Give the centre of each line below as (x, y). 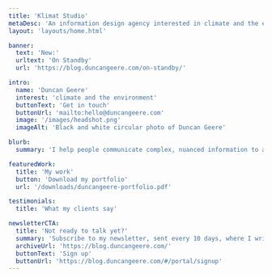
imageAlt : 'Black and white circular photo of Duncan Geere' (121, 128)
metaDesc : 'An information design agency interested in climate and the (134, 23)
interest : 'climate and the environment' (87, 98)
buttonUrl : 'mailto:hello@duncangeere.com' (90, 113)
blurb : (19, 142)
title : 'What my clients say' (66, 209)
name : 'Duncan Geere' (52, 90)
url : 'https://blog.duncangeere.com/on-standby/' (101, 68)
